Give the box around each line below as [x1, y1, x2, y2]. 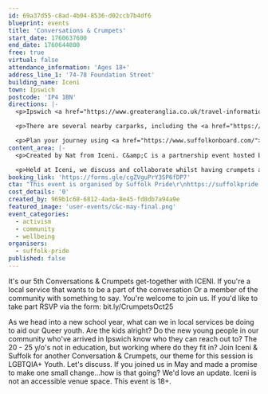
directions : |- [8, 100, 59, 108]
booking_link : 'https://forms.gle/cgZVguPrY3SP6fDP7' [8, 173, 191, 181]
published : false [8, 255, 66, 263]
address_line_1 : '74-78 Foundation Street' [8, 71, 156, 79]
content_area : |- [8, 144, 66, 152]
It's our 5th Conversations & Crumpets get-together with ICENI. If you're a [8, 276, 251, 286]
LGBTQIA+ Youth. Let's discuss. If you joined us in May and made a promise [8, 359, 258, 369]
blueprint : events [8, 19, 69, 27]
